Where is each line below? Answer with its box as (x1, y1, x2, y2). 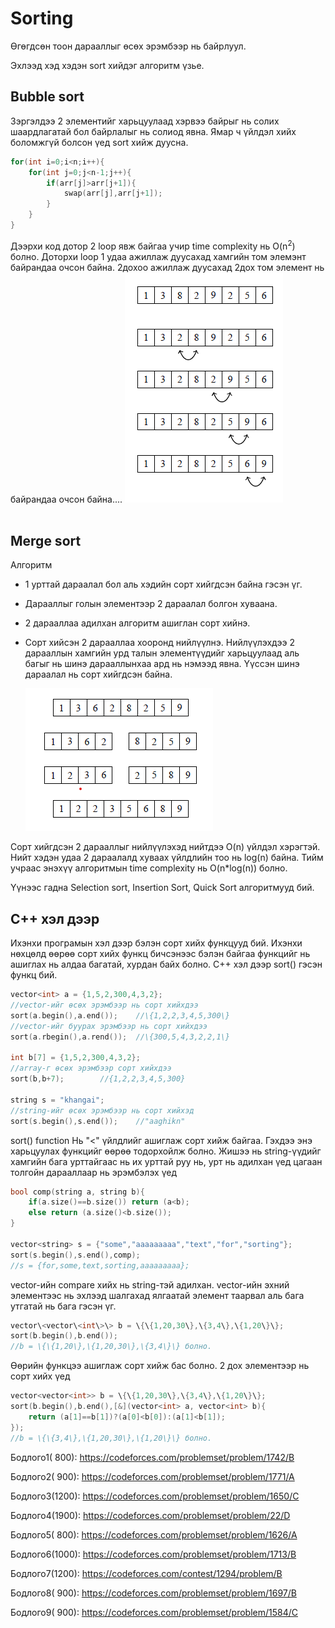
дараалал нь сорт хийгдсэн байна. (24, 668, 173, 681)
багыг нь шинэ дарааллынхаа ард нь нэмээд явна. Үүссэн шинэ (24, 658, 300, 670)
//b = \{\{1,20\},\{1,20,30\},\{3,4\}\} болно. (10, 1342, 213, 1352)
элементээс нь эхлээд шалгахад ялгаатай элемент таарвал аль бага (10, 1289, 305, 1301)
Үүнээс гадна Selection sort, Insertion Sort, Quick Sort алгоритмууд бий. (10, 882, 315, 894)
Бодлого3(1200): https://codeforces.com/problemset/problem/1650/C (10, 1490, 300, 1502)
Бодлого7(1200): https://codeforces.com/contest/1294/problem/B (10, 1567, 283, 1579)
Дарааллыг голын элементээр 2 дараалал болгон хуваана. (24, 598, 278, 610)
